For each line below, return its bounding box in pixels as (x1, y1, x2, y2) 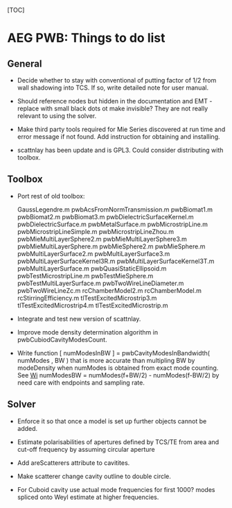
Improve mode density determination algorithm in (17, 328, 158, 336)
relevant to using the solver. (17, 112, 97, 120)
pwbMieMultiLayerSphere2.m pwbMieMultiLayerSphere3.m (17, 235, 187, 243)
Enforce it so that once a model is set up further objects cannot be (17, 416, 207, 425)
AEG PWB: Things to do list (7, 31, 166, 46)
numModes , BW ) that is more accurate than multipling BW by (17, 356, 195, 364)
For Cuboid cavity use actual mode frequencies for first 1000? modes (17, 485, 215, 493)
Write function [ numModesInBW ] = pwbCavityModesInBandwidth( (17, 348, 210, 357)
